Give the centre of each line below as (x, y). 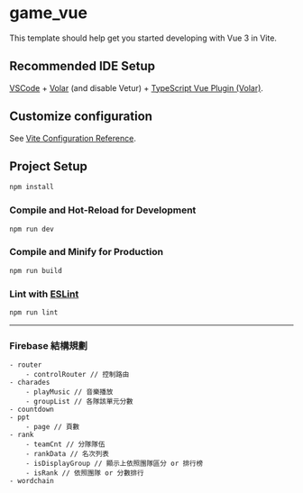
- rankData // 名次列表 (68, 454)
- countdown (32, 410)
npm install (32, 187)
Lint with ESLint (44, 294)
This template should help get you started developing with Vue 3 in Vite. (143, 38)
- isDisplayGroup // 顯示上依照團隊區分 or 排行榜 (115, 464)
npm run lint (34, 312)
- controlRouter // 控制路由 (78, 375)
